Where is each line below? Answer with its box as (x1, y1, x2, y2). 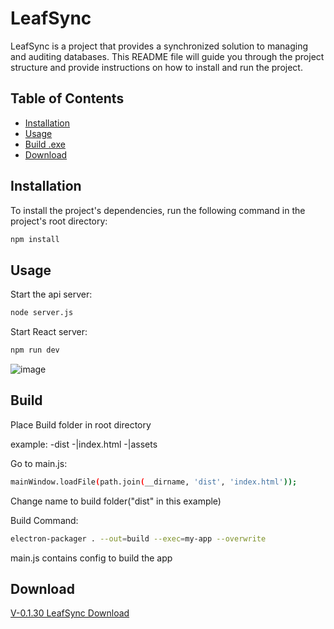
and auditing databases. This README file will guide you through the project (10, 50, 325, 62)
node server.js (10, 308, 74, 318)
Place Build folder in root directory (10, 418, 152, 431)
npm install (10, 234, 60, 244)
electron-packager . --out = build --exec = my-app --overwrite (10, 533, 267, 544)
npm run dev (10, 345, 60, 356)
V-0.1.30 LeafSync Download (10, 607, 130, 619)
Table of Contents (10, 90, 125, 107)
